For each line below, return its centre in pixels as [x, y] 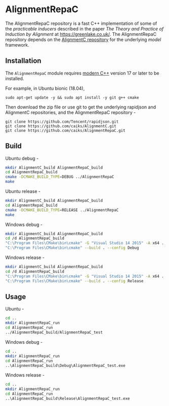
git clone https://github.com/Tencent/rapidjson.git [62, 122]
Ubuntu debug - [22, 158]
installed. [15, 78]
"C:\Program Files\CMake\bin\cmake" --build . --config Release [74, 281]
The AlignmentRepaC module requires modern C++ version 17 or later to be [82, 73]
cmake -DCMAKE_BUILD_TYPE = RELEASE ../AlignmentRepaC [62, 210]
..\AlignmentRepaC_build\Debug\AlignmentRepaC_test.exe [65, 365]
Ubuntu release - [23, 192]
